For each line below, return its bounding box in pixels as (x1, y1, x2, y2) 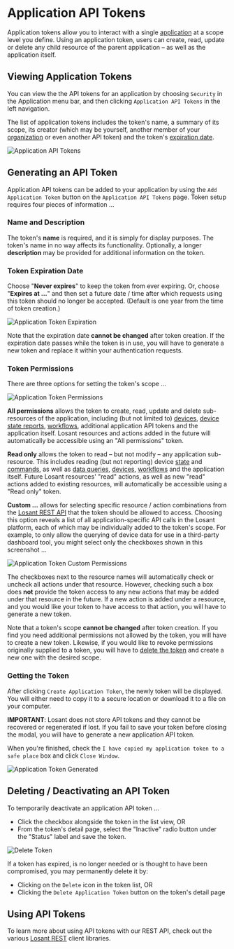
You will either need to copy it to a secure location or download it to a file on (7, 694, 226, 702)
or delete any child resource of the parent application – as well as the (7, 43, 206, 51)
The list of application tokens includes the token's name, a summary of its (7, 118, 219, 126)
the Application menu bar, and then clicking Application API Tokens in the (7, 97, 221, 105)
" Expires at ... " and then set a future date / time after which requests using (7, 289, 223, 298)
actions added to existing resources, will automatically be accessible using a (7, 480, 228, 489)
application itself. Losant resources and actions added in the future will (7, 429, 211, 437)
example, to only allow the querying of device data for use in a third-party (7, 531, 219, 539)
